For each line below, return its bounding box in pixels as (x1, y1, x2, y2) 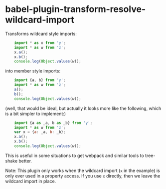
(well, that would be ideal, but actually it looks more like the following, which (5, 105, 162, 111)
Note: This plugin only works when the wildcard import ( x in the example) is (5, 167, 161, 173)
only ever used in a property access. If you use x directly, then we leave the (5, 172, 161, 178)
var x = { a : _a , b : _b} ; (14, 129, 66, 134)
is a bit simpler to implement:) (5, 110, 66, 116)
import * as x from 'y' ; (14, 40, 66, 45)
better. (18, 157, 32, 163)
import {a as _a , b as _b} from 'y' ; (14, 120, 93, 125)
